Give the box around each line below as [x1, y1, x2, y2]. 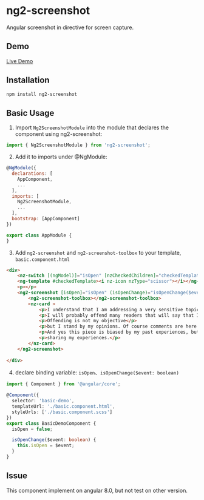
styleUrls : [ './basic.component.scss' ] [12, 409, 113, 415]
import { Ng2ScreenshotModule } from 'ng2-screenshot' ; [6, 142, 151, 149]
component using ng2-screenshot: [15, 130, 103, 138]
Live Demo [6, 57, 33, 64]
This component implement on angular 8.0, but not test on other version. [6, 487, 188, 494]
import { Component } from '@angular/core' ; [6, 381, 121, 387]
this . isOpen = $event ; [17, 442, 75, 449]
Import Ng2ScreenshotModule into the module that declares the [15, 124, 169, 131]
